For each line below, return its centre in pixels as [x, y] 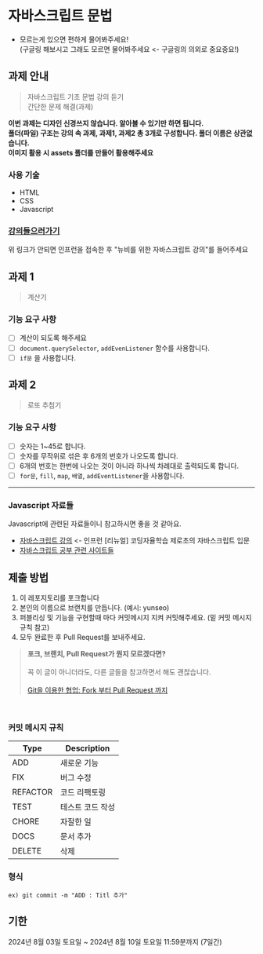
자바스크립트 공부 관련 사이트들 [67, 550]
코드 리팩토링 [83, 792]
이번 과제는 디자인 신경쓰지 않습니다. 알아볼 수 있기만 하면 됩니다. [106, 123]
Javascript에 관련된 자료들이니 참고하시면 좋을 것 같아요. [95, 524]
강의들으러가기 [34, 231]
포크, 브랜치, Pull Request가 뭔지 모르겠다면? [96, 654]
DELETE [27, 851]
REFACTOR [32, 792]
